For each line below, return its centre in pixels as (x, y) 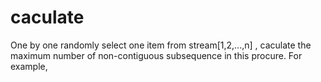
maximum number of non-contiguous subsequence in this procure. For (156, 55)
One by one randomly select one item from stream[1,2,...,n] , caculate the (161, 45)
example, (29, 66)
